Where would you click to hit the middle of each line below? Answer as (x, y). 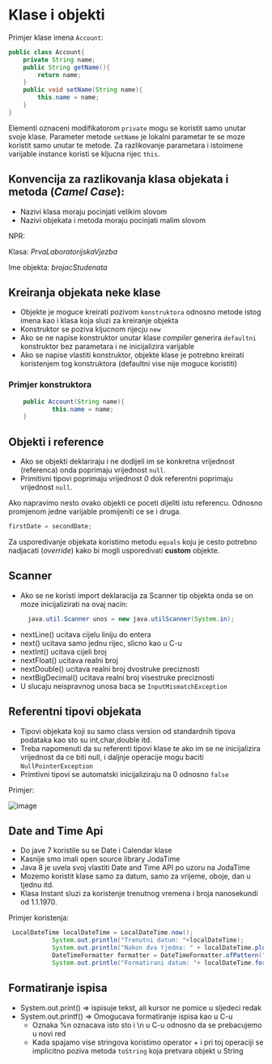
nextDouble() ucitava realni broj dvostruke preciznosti (110, 669)
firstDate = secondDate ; (50, 527)
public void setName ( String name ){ (83, 90)
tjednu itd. (37, 885)
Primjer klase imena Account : (56, 37)
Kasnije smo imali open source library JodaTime (100, 859)
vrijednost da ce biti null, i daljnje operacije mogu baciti (112, 757)
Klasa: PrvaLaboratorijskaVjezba (63, 251)
